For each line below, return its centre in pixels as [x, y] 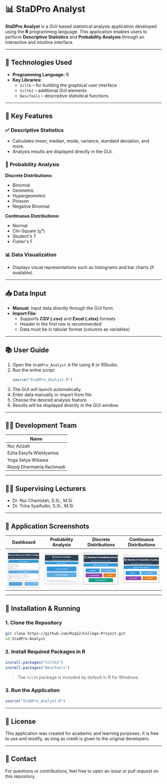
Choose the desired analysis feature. [50, 400]
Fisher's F [23, 241]
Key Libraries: [27, 80]
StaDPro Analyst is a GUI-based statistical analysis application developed [81, 26]
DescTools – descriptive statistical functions [64, 96]
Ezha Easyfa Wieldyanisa [33, 453]
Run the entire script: [34, 370]
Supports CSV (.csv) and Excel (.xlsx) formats [68, 318]
